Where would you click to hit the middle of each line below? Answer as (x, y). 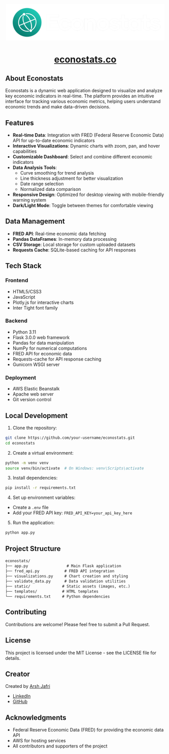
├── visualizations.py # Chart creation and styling (67, 576)
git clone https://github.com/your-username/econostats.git (70, 438)
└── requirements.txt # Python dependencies (58, 597)
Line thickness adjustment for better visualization (72, 178)
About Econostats (34, 78)
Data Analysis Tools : (35, 167)
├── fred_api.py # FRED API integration (60, 571)
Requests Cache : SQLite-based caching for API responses (74, 250)
